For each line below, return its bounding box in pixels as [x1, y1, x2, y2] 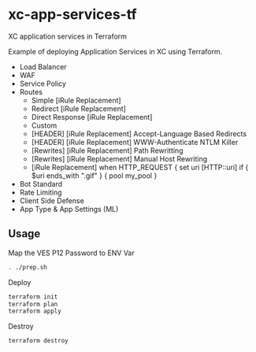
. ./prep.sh [8, 263, 47, 271]
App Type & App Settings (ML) [19, 204, 119, 213]
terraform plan [8, 300, 58, 308]
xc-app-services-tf [8, 6, 137, 24]
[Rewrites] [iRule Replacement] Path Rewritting [31, 146, 184, 155]
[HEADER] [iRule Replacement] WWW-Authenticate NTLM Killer [31, 137, 239, 146]
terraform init [8, 293, 58, 301]
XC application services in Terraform [8, 31, 128, 41]
